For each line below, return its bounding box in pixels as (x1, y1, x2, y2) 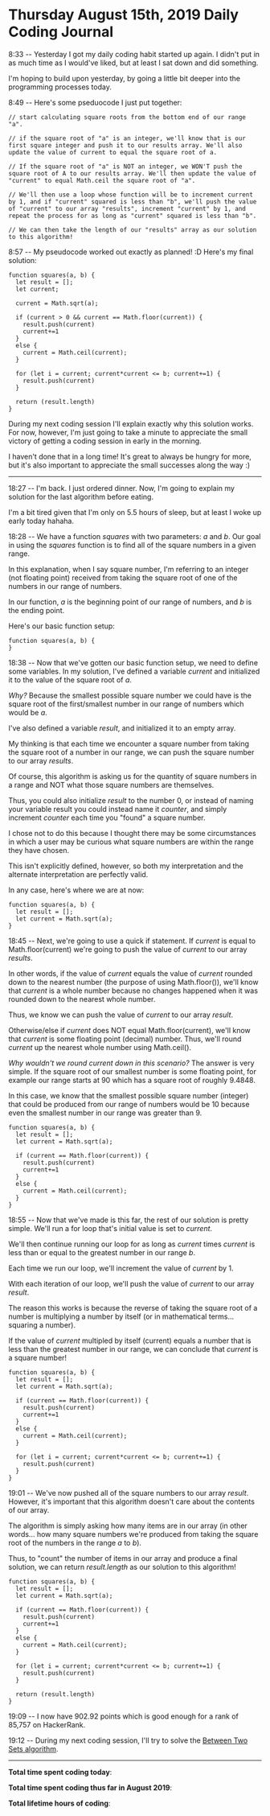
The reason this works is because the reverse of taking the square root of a (8, 1303, 258, 1312)
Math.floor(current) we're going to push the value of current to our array (8, 944, 247, 954)
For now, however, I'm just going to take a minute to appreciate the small (8, 427, 247, 437)
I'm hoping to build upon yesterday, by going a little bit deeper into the (8, 73, 241, 83)
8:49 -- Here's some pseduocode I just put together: (8, 97, 182, 107)
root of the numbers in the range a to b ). (8, 1538, 142, 1547)
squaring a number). (8, 1320, 76, 1329)
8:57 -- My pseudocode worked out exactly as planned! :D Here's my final (8, 247, 254, 257)
